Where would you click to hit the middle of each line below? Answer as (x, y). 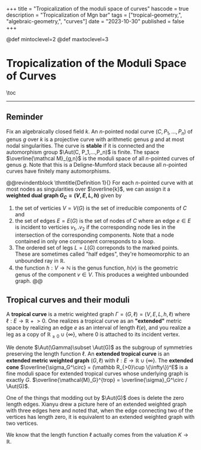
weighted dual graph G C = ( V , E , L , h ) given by (64, 196)
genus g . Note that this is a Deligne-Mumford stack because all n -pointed (97, 164)
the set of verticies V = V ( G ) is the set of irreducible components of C (101, 208)
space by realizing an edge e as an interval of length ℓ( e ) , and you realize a (99, 327)
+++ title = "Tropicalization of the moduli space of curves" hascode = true (98, 9)
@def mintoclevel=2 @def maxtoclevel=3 (57, 39)
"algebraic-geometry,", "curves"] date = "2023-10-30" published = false (95, 21)
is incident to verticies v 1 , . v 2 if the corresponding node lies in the (95, 228)
